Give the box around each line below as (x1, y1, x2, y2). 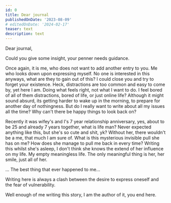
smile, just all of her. (5, 156, 47, 163)
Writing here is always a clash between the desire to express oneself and (5, 176, 159, 182)
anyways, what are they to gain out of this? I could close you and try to (5, 76, 154, 82)
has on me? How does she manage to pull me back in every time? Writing (5, 140, 160, 146)
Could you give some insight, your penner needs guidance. (5, 55, 130, 61)
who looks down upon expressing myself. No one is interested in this (5, 71, 150, 77)
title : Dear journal (5, 12, 50, 17)
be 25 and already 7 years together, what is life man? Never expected (5, 124, 152, 130)
